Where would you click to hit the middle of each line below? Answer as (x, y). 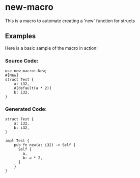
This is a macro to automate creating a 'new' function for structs (70, 21)
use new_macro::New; (26, 71)
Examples (20, 36)
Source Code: (22, 60)
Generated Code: (26, 109)
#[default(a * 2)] (33, 88)
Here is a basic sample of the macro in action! (52, 48)
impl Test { (17, 141)
